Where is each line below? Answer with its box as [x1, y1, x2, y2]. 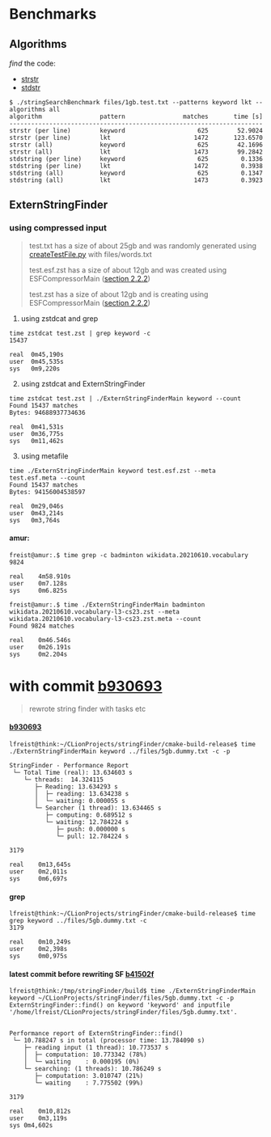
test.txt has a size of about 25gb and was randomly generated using [28, 240, 257, 251]
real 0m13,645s [9, 860, 71, 869]
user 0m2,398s [9, 945, 68, 953]
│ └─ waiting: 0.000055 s [34, 797, 126, 805]
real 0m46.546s [9, 636, 71, 644]
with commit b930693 [9, 677, 163, 695]
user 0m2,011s [9, 868, 68, 876]
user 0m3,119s [9, 1114, 68, 1122]
